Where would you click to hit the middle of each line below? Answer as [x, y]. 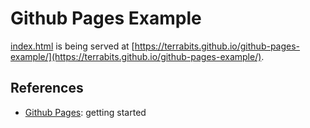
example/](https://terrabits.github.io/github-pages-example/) [136, 56]
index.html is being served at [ [72, 46]
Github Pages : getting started [85, 112]
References [47, 88]
